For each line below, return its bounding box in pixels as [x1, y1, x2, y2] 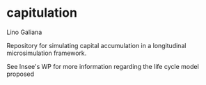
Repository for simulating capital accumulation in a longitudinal [6, 41, 187, 49]
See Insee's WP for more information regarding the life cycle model [6, 62, 199, 70]
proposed [6, 70, 35, 78]
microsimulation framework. [6, 49, 87, 57]
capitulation [6, 5, 78, 21]
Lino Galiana [6, 28, 42, 36]
